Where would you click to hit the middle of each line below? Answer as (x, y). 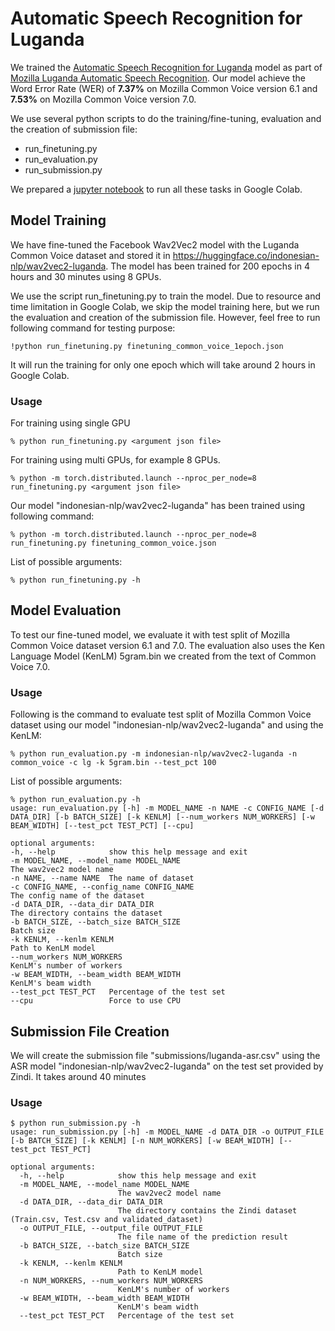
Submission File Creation (90, 1031)
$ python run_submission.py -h (75, 1123)
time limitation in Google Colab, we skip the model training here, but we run (165, 306)
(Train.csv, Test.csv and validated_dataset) (106, 1220)
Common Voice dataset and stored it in (90, 255)
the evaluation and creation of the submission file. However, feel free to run (165, 317)
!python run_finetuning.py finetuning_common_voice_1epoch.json (147, 346)
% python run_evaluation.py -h (75, 800)
